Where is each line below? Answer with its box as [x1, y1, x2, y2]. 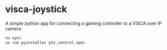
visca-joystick [5, 4, 67, 15]
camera [5, 25, 21, 31]
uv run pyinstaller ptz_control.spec [5, 40, 86, 45]
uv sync [5, 35, 22, 40]
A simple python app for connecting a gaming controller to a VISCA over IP [5, 20, 162, 26]
